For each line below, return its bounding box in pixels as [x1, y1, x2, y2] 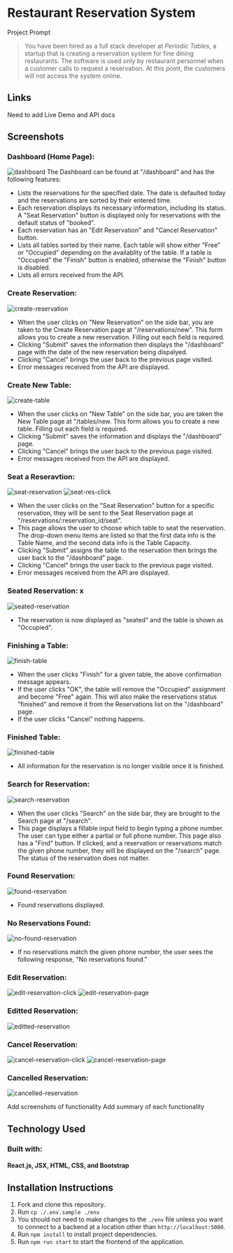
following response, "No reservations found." [17, 956, 148, 964]
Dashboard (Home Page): [7, 152, 95, 162]
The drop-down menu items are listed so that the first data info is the [17, 531, 216, 540]
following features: [7, 175, 62, 184]
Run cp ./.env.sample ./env [17, 1208, 100, 1217]
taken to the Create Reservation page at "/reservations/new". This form [17, 325, 223, 334]
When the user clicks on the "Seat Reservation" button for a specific [17, 502, 215, 510]
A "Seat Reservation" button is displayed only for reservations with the [17, 211, 221, 220]
